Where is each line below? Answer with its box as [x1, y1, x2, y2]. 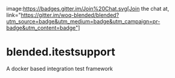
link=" [6, 11, 21, 19]
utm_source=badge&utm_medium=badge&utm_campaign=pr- [6, 18, 161, 25]
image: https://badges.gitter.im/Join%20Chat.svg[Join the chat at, [6, 5, 170, 12]
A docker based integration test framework [6, 65, 113, 72]
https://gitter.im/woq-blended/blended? [21, 11, 119, 19]
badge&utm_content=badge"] [6, 24, 80, 31]
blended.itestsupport [6, 45, 116, 59]
